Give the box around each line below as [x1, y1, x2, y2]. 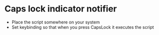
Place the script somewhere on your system [11, 19, 100, 25]
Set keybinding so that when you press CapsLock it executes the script [11, 24, 154, 30]
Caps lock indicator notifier [4, 3, 117, 14]
